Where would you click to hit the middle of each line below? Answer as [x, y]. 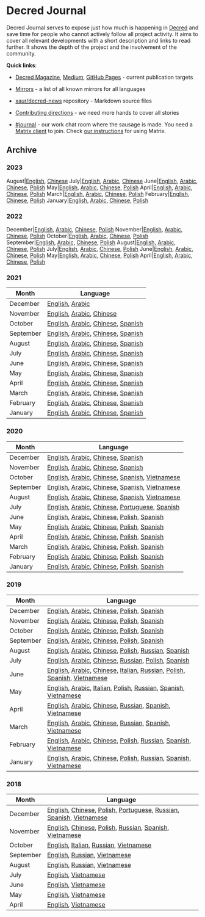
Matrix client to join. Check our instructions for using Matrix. [91, 131]
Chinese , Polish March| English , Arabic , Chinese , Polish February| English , [98, 194]
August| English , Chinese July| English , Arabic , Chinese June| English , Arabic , [102, 181]
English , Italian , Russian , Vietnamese [99, 845]
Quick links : [22, 65]
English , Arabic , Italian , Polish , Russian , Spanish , [116, 687]
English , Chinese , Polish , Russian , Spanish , [108, 828]
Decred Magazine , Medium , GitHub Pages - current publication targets [104, 77]
